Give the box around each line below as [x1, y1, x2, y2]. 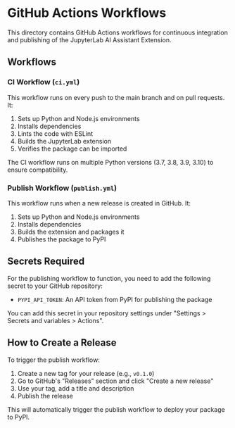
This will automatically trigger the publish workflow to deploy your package [7, 405, 225, 413]
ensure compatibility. [7, 165, 68, 174]
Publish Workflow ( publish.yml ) [7, 183, 118, 193]
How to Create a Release [7, 336, 117, 349]
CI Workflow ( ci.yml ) [7, 77, 80, 87]
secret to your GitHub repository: [7, 282, 103, 290]
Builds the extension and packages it [17, 227, 125, 236]
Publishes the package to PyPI [17, 234, 106, 244]
